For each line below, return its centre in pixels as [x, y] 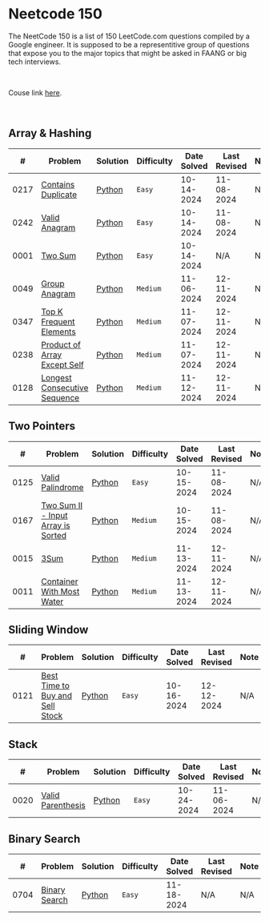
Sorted [54, 535]
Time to [56, 686]
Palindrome [62, 487]
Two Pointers [42, 426]
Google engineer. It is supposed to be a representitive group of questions [129, 44]
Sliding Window [48, 629]
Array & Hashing [50, 133]
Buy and [56, 696]
